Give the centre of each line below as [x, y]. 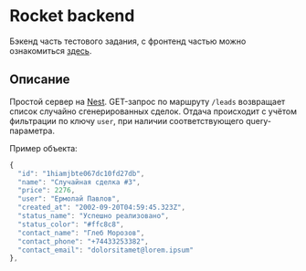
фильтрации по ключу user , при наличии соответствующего [127, 120]
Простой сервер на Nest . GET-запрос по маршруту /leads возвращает [148, 101]
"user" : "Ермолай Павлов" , [69, 199]
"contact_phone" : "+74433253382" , [83, 241]
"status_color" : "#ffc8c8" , [71, 224]
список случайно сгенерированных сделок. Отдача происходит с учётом [153, 111]
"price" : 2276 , [47, 191]
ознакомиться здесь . [51, 50]
